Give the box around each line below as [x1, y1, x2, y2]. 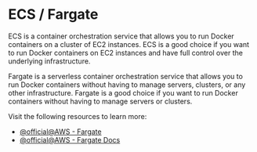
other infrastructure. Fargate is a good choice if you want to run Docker [8, 88, 239, 97]
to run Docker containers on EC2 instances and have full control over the [8, 48, 243, 57]
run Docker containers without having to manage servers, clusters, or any [8, 80, 246, 89]
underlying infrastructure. [8, 56, 91, 66]
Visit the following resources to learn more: [8, 111, 147, 121]
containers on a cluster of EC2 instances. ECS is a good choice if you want [8, 39, 249, 49]
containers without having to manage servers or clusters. [8, 96, 193, 106]
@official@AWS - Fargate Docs [19, 135, 121, 144]
